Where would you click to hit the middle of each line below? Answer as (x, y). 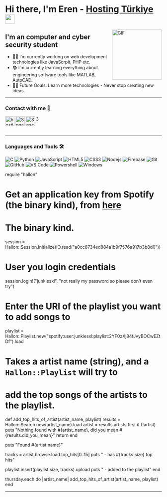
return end (67, 435)
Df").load (14, 341)
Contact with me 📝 (28, 108)
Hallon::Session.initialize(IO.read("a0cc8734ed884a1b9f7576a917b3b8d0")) (83, 247)
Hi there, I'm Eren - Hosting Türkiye (79, 9)
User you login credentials (60, 267)
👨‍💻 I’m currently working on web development (60, 57)
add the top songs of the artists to (77, 395)
